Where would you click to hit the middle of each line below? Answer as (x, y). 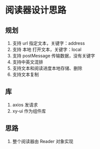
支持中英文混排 (28, 62)
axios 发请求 (25, 104)
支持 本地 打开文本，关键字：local (47, 49)
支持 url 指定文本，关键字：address (49, 43)
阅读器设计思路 (36, 10)
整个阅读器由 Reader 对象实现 (43, 141)
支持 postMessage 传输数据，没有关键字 (54, 56)
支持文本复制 (25, 74)
